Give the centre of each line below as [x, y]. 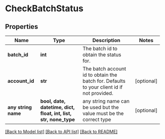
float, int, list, [56, 113]
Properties [22, 27]
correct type [97, 119]
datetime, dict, [57, 107]
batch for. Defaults [104, 81]
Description [106, 40]
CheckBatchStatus [44, 9]
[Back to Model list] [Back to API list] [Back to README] [61, 132]
